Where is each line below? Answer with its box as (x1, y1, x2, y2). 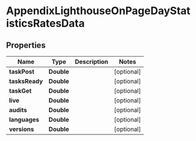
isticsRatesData (6, 17, 85, 30)
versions (9, 125, 34, 133)
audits (9, 106, 28, 114)
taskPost (9, 68, 35, 76)
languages (9, 116, 39, 123)
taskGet (9, 87, 32, 95)
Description (74, 58, 109, 65)
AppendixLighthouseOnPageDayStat (6, 4, 191, 18)
